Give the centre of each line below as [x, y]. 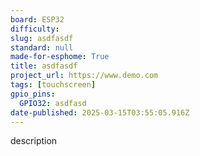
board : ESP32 [37, 19]
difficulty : [35, 29]
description [34, 141]
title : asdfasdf [44, 66]
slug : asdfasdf [42, 38]
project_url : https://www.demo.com [84, 76]
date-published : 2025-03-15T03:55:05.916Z [100, 112]
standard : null [42, 47]
